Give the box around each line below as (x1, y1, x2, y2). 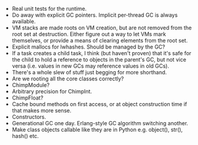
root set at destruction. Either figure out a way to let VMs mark (11, 31, 166, 38)
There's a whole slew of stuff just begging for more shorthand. (11, 69, 167, 75)
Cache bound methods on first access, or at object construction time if (11, 101, 187, 107)
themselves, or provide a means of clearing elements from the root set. (11, 37, 188, 44)
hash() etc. (11, 132, 39, 140)
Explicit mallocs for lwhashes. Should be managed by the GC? (11, 43, 166, 50)
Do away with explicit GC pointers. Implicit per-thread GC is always (11, 11, 178, 19)
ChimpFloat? (11, 94, 44, 101)
